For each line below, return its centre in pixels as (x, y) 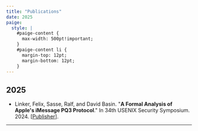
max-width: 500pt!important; (57, 39)
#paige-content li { (42, 50)
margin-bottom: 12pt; (48, 61)
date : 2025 (19, 17)
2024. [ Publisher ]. (37, 117)
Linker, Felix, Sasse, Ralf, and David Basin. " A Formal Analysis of (93, 104)
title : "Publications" (34, 11)
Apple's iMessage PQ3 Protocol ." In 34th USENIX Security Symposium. (102, 110)
